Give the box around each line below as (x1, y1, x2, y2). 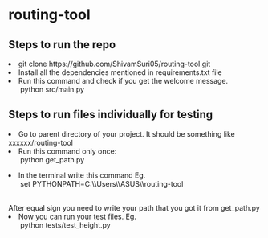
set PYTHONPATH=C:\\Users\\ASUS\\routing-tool (19, 178, 184, 188)
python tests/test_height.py (19, 220, 111, 230)
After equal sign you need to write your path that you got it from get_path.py (8, 203, 261, 212)
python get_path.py (19, 154, 85, 164)
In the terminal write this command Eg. (18, 170, 146, 180)
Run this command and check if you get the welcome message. (18, 76, 229, 85)
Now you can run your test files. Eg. (18, 211, 136, 221)
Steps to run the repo (8, 38, 116, 51)
